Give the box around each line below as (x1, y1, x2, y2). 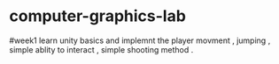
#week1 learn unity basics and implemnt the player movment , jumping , (9, 35, 271, 46)
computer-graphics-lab (9, 6, 186, 26)
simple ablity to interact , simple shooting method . (9, 44, 194, 54)
